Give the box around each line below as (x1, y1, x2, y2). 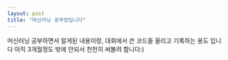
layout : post (7, 10, 45, 17)
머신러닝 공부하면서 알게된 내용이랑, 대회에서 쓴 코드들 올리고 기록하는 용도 (7, 36, 209, 45)
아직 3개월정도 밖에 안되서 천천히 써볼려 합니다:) (14, 45, 144, 53)
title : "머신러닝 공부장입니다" (7, 17, 87, 23)
